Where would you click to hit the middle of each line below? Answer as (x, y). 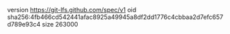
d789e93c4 (24, 24)
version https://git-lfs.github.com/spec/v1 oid (72, 10)
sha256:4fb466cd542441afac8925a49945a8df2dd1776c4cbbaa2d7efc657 (115, 17)
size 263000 (60, 24)
